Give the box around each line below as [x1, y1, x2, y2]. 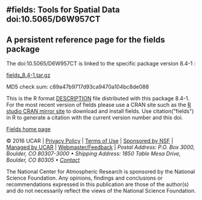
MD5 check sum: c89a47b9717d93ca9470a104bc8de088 [6, 83, 150, 91]
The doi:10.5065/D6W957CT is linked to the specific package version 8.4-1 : [6, 60, 196, 67]
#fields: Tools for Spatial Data [6, 5, 120, 15]
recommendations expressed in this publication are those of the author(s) [6, 181, 189, 188]
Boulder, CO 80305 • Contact [6, 156, 80, 164]
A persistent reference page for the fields [6, 34, 165, 44]
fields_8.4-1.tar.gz [6, 71, 51, 79]
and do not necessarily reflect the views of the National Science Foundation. [6, 187, 196, 195]
